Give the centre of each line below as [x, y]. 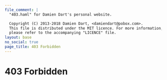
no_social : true [21, 42]
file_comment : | [21, 10]
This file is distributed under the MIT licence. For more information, [86, 28]
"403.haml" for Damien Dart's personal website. [61, 14]
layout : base [18, 37]
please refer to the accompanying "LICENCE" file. [63, 33]
